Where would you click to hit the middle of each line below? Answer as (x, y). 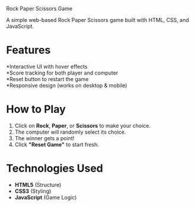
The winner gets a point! (44, 138)
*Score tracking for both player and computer (62, 73)
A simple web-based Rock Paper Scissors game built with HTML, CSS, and (98, 20)
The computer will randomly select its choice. (70, 132)
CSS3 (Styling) (33, 191)
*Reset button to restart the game (47, 79)
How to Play (36, 109)
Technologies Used (55, 169)
